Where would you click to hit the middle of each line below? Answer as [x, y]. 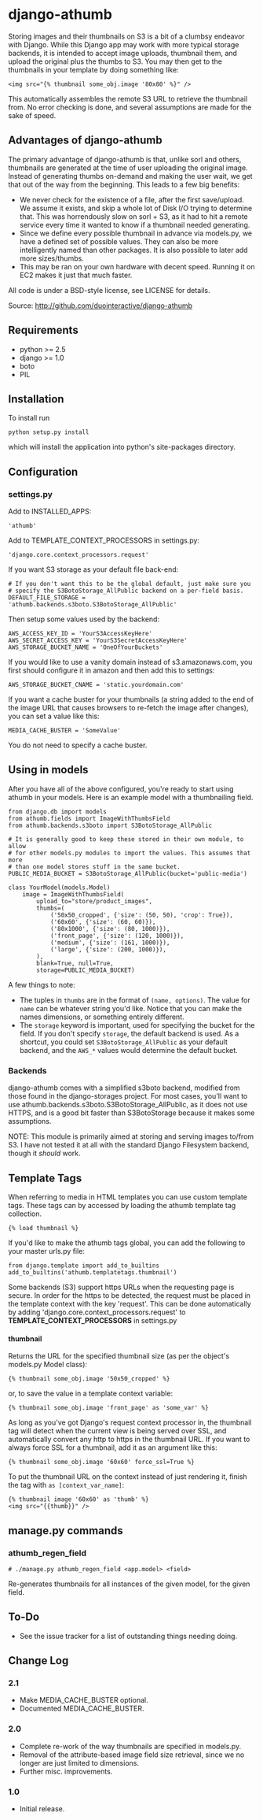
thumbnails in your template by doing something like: [93, 69]
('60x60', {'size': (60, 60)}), [103, 922]
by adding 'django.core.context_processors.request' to [97, 1312]
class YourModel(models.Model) [59, 888]
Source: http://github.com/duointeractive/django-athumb [100, 306]
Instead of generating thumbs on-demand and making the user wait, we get [130, 176]
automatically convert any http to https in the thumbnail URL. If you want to [129, 1440]
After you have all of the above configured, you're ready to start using [121, 788]
